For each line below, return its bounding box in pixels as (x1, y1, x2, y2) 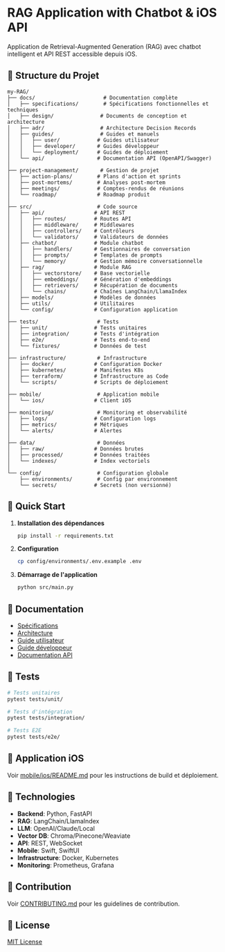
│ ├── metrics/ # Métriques (7, 421, 129, 428)
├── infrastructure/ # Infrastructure (7, 354, 147, 361)
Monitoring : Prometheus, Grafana (17, 861, 114, 869)
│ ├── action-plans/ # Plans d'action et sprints (7, 173, 181, 180)
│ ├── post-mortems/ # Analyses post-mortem (7, 178, 166, 186)
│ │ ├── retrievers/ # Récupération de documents (7, 282, 178, 289)
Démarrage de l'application (17, 571, 98, 579)
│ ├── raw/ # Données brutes (7, 445, 144, 452)
